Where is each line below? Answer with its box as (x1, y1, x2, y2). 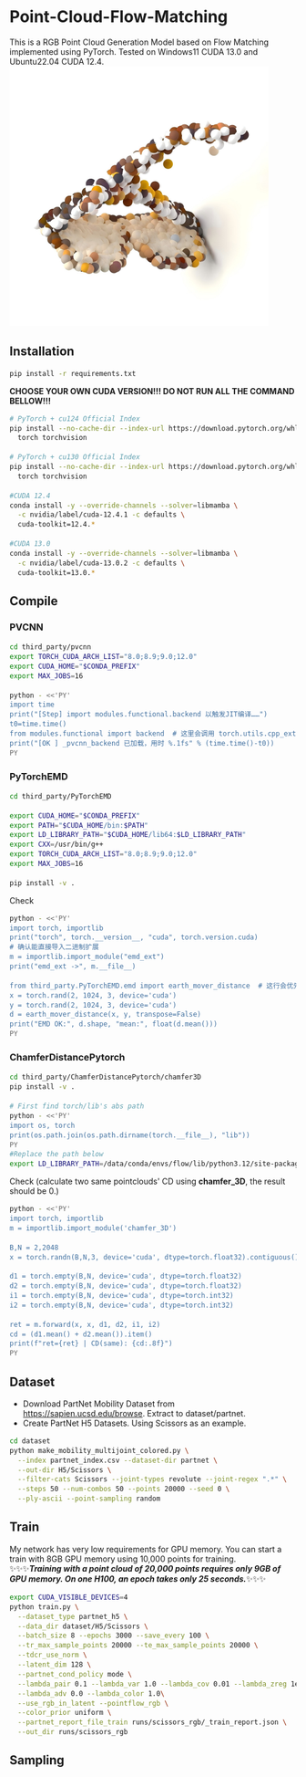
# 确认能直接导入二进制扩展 (9, 943, 100, 952)
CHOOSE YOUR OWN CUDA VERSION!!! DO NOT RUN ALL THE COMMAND (9, 385, 295, 396)
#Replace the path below (9, 1150, 104, 1159)
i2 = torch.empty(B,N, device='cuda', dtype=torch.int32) (9, 1301, 234, 1310)
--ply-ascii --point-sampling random (17, 1494, 161, 1503)
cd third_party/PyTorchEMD (9, 791, 112, 800)
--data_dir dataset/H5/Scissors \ (17, 1622, 148, 1631)
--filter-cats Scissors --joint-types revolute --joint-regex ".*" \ (17, 1475, 287, 1484)
